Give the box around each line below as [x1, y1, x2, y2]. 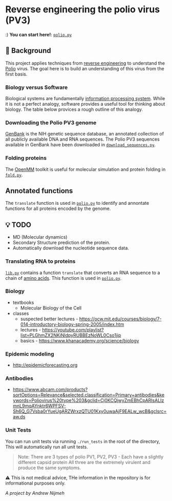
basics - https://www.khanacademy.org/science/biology [20, 337, 139, 343]
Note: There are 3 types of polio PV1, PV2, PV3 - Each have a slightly [17, 453, 164, 460]
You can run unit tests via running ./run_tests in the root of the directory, [5, 438, 160, 445]
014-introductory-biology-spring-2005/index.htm [20, 321, 124, 327]
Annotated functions [5, 186, 73, 196]
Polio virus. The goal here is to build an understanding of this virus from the [5, 65, 165, 71]
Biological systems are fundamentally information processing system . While [5, 95, 165, 102]
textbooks [12, 299, 34, 305]
